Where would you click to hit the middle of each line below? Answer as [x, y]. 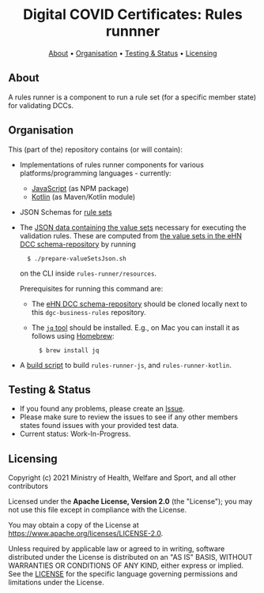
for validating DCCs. [41, 105]
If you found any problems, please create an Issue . [102, 409]
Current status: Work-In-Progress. [75, 434]
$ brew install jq [69, 350]
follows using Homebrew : [73, 336]
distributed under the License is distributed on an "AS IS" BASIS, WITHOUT [130, 557]
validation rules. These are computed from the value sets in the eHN [131, 235]
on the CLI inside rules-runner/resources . [88, 273]
